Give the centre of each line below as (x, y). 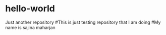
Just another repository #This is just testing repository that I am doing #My (83, 22)
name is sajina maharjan (30, 27)
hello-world (30, 9)
